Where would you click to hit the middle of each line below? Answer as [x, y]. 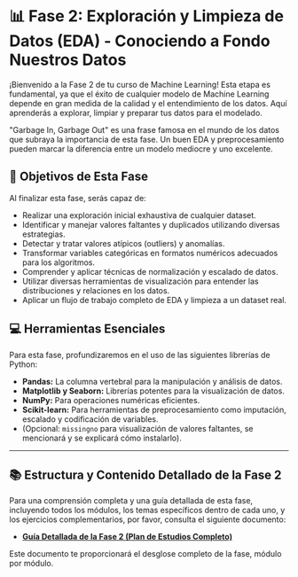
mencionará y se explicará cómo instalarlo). [102, 438]
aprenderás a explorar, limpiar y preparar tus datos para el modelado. [136, 113]
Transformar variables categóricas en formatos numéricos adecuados [150, 253]
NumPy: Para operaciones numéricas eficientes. [111, 400]
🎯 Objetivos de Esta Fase [79, 177]
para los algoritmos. [59, 262]
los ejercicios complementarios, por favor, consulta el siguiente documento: [148, 519]
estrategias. [43, 234]
